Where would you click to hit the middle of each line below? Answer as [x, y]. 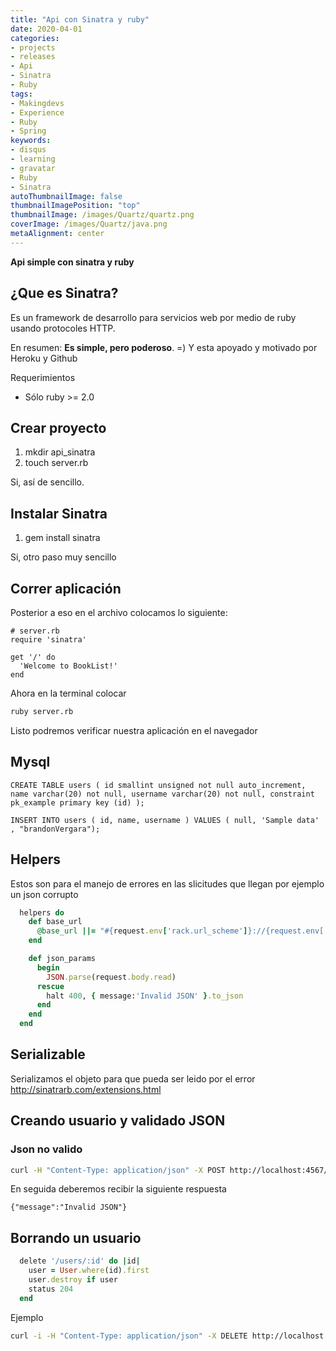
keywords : [31, 141]
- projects [33, 47]
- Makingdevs [37, 103]
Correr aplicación [66, 588]
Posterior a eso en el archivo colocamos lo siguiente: [119, 612]
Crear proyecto [58, 427]
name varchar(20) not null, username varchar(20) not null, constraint [162, 794]
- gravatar [33, 168]
